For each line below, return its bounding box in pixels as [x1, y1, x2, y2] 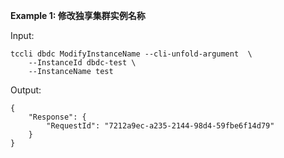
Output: [10, 84, 42, 96]
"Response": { [28, 112, 87, 122]
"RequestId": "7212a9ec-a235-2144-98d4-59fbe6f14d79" [46, 121, 275, 131]
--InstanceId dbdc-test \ [28, 58, 137, 68]
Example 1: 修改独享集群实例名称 [10, 10, 146, 21]
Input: [10, 30, 35, 41]
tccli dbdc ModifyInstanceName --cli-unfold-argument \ [10, 49, 253, 59]
